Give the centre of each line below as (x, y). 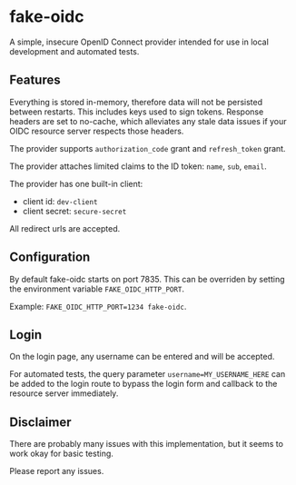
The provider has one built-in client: (76, 183)
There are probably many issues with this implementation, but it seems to (147, 444)
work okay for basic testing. (61, 454)
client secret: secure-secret (74, 211)
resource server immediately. (64, 393)
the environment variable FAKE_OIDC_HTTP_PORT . (97, 289)
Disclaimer (40, 422)
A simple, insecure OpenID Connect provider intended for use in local (139, 42)
